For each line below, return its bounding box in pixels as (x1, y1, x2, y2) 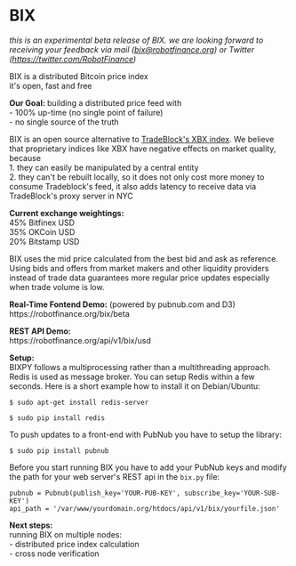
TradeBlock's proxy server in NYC (9, 190, 133, 201)
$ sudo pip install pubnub (9, 446, 109, 455)
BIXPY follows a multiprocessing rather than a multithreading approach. (9, 361, 271, 372)
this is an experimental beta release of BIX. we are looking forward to (9, 35, 264, 45)
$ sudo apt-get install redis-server (9, 398, 149, 407)
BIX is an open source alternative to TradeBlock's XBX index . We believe (9, 133, 275, 144)
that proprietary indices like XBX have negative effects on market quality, (9, 143, 276, 154)
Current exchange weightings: (9, 207, 124, 218)
